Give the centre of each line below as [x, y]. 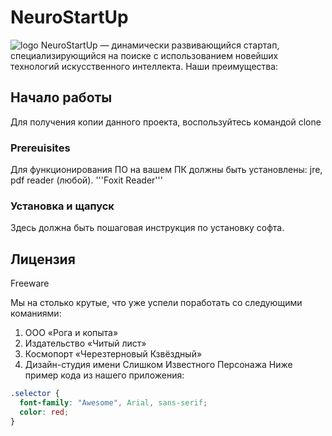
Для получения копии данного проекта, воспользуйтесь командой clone [166, 122]
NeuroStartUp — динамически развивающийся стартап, [160, 45]
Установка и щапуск [62, 206]
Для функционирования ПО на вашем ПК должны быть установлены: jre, [166, 170]
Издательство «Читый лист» [85, 343]
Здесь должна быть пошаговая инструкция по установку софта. [147, 228]
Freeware [30, 283]
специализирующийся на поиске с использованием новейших [144, 55]
